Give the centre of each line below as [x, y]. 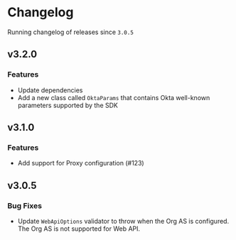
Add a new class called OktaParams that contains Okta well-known [114, 97]
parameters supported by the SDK [68, 105]
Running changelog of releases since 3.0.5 [70, 32]
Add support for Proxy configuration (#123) [81, 163]
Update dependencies [50, 90]
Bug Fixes [25, 205]
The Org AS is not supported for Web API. [79, 229]
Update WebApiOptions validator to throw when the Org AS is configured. [123, 221]
